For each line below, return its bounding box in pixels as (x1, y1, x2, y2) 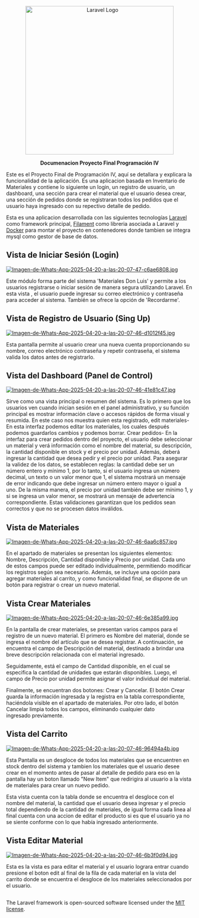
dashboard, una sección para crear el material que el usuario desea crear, (6, 190, 187, 197)
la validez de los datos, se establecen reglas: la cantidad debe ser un (6, 461, 175, 468)
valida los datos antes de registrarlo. (6, 354, 95, 361)
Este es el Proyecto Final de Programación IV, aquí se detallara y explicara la (6, 171, 192, 178)
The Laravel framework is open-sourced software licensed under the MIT (6, 899, 185, 906)
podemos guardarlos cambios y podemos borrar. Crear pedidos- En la (6, 430, 178, 437)
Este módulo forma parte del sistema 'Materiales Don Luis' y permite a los (6, 277, 187, 285)
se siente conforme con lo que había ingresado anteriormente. (6, 818, 159, 825)
